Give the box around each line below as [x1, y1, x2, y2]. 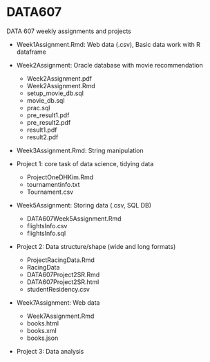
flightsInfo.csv [26, 221, 68, 230]
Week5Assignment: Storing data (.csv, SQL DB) [16, 201, 152, 209]
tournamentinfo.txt [26, 180, 80, 188]
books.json [26, 334, 59, 342]
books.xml [26, 326, 57, 334]
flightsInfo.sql [26, 229, 66, 237]
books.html [26, 319, 59, 328]
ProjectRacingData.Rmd [26, 256, 95, 264]
